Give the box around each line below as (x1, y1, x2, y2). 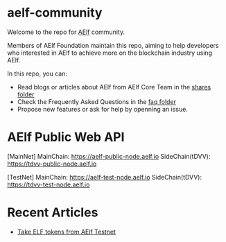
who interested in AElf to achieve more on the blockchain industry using (7, 49, 213, 57)
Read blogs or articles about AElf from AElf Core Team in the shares (17, 83, 211, 91)
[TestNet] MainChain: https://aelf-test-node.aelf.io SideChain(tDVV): (7, 173, 202, 181)
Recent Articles (7, 205, 98, 221)
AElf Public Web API (7, 130, 125, 145)
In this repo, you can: (7, 69, 68, 78)
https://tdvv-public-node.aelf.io (7, 159, 97, 168)
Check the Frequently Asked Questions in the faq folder (17, 97, 177, 105)
